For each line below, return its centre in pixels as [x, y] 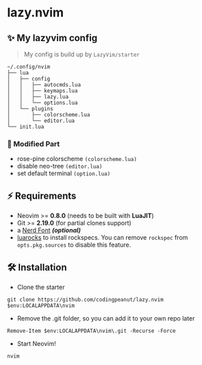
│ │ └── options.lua [42, 103]
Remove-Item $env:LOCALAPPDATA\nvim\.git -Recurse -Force [91, 331]
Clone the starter [41, 287]
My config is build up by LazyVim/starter [82, 54]
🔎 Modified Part [34, 144]
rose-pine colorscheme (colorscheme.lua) [77, 159]
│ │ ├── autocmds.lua [44, 85]
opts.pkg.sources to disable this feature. [74, 245]
